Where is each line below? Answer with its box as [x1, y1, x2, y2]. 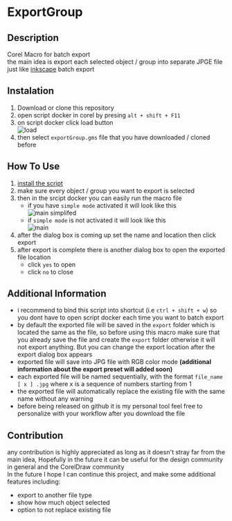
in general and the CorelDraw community [7, 463, 125, 471]
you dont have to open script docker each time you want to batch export [17, 313, 224, 322]
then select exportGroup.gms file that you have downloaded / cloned [17, 133, 211, 141]
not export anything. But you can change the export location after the [17, 343, 215, 352]
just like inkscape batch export [7, 65, 95, 73]
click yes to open [27, 260, 76, 268]
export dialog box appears [17, 350, 93, 358]
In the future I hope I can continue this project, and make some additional [7, 470, 216, 479]
